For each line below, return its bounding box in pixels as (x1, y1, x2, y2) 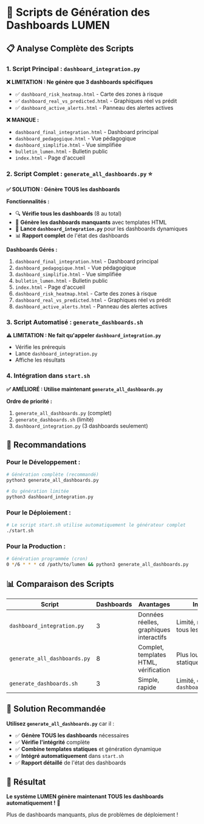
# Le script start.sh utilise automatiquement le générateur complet (6, 522, 186, 529)
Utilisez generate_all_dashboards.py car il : (6, 720, 115, 727)
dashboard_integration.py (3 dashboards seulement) (15, 422, 149, 430)
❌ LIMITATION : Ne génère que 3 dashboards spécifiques (6, 78, 154, 86)
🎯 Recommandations (6, 440, 87, 450)
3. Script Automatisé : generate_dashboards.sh (6, 318, 144, 326)
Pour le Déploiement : (6, 508, 71, 516)
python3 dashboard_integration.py (6, 494, 94, 500)
